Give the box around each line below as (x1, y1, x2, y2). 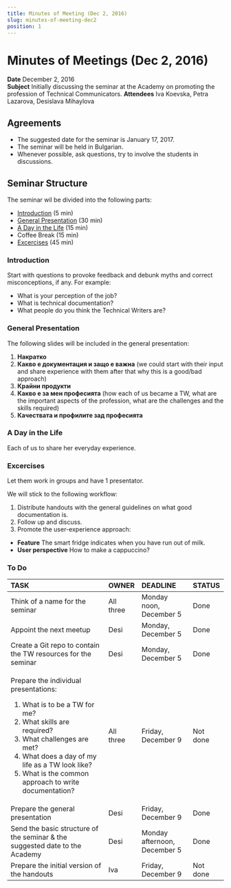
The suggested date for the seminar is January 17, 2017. (16, 136, 175, 144)
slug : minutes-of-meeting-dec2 (7, 17, 97, 23)
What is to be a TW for (22, 700, 95, 710)
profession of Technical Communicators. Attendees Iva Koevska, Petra (7, 90, 208, 98)
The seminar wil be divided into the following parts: (7, 195, 153, 204)
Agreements (7, 117, 62, 129)
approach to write (22, 777, 80, 787)
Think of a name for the (10, 597, 86, 606)
